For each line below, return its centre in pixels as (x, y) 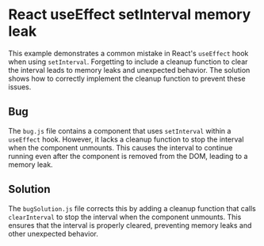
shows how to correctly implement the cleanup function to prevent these (127, 78)
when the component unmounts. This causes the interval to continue (121, 147)
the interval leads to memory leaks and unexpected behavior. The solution (129, 70)
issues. (20, 87)
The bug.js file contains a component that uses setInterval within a (120, 131)
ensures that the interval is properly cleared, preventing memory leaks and (130, 225)
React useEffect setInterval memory (130, 15)
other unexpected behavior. (54, 233)
